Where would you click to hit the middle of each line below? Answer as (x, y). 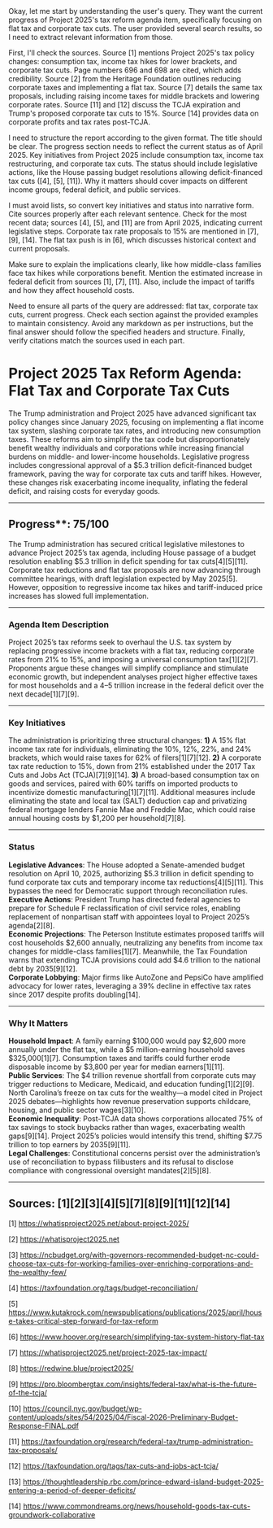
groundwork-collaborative (52, 1514)
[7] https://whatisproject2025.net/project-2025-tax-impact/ (108, 1352)
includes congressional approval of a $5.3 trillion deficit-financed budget (130, 465)
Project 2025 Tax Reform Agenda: (125, 374)
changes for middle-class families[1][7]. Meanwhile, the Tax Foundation (128, 951)
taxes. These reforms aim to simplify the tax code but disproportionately (129, 439)
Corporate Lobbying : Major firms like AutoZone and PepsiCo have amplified (136, 977)
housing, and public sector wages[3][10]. (77, 1110)
